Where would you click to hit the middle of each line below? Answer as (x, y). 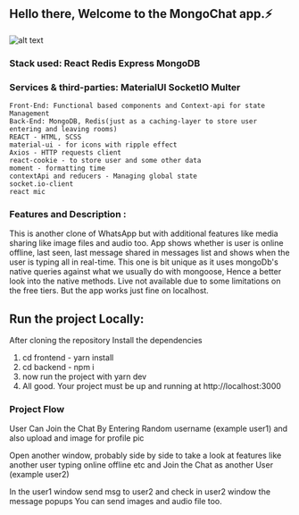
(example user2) (39, 475)
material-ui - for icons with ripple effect (93, 145)
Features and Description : (68, 214)
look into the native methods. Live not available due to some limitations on (145, 281)
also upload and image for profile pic (77, 438)
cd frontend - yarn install (68, 358)
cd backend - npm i (58, 367)
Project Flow (37, 409)
